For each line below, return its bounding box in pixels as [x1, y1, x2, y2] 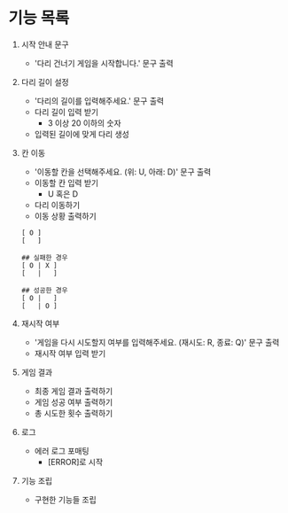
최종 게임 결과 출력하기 [34, 385, 113, 396]
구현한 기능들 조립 [34, 494, 97, 505]
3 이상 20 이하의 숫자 [47, 117, 121, 128]
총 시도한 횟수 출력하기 [34, 408, 113, 418]
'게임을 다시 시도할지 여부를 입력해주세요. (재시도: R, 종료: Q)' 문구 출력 [34, 337, 280, 347]
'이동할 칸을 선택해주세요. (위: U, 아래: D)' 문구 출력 [34, 166, 212, 177]
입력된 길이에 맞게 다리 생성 [34, 128, 129, 139]
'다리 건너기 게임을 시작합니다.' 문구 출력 [34, 58, 174, 68]
